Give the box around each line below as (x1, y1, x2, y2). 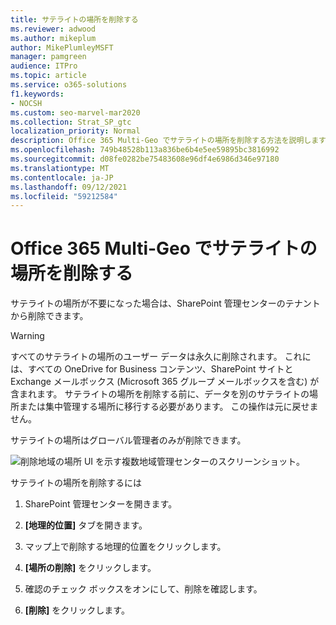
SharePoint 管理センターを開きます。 (24, 498, 178, 510)
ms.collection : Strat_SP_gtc (10, 117, 132, 127)
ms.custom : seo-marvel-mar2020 (10, 107, 141, 118)
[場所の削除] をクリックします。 (24, 562, 157, 574)
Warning (10, 330, 45, 342)
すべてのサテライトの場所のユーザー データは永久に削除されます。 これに (10, 351, 312, 363)
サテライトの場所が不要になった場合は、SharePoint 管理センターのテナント (10, 297, 321, 310)
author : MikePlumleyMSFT (10, 42, 114, 53)
